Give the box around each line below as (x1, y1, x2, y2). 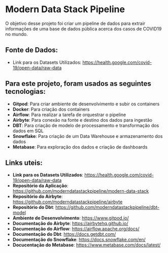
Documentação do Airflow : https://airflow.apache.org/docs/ (12, 226, 140, 232)
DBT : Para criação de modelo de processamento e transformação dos (12, 122, 159, 128)
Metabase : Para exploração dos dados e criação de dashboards (12, 143, 148, 150)
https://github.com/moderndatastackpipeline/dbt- (55, 204, 160, 210)
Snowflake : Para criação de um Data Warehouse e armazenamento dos (12, 133, 163, 139)
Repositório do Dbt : (12, 204, 55, 210)
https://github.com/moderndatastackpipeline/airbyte (12, 199, 123, 205)
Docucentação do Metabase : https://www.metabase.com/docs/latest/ (12, 242, 161, 248)
